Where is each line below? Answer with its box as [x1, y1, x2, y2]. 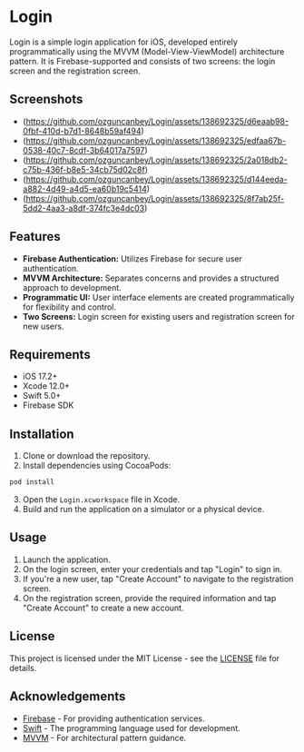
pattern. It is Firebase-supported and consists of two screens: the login [9, 55, 276, 66]
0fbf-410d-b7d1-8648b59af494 [22, 125, 142, 136]
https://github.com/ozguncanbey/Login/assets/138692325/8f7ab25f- [25, 193, 284, 203]
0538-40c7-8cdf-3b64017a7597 [22, 144, 145, 155]
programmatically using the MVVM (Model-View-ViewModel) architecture [9, 45, 285, 56]
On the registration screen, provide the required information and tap [22, 592, 277, 603]
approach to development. [22, 282, 123, 292]
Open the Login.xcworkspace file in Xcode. [22, 494, 181, 505]
